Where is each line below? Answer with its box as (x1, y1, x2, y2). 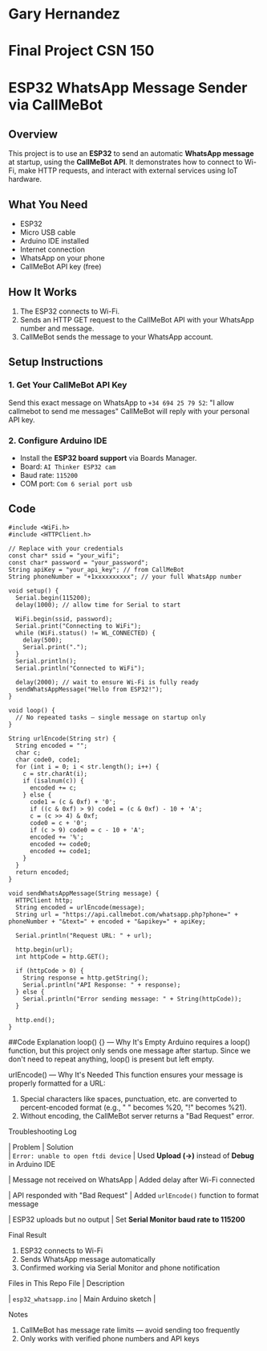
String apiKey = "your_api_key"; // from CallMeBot (8, 565, 184, 573)
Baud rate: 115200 (19, 470, 79, 479)
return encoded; (15, 868, 70, 877)
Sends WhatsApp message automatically (19, 1254, 156, 1263)
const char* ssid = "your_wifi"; (8, 552, 120, 560)
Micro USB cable (19, 228, 76, 237)
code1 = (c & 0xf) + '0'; (29, 798, 116, 806)
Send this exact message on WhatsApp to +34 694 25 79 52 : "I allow (8, 397, 234, 407)
